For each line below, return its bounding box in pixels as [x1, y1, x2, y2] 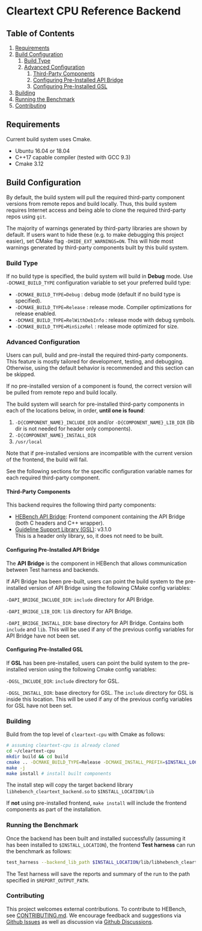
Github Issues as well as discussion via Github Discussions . [6, 918, 153, 925]
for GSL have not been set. [6, 702, 73, 709]
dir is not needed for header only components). [14, 425, 132, 432]
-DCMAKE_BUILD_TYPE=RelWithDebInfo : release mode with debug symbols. [14, 316, 195, 324]
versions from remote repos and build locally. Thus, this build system [6, 200, 177, 207]
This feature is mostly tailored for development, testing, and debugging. [6, 358, 184, 365]
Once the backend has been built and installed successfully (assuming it [6, 834, 186, 842]
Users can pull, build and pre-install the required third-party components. [6, 351, 188, 359]
